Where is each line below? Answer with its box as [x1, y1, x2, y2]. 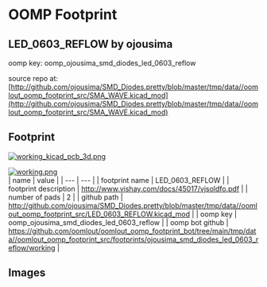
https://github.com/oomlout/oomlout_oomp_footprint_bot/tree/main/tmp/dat [8, 226, 257, 235]
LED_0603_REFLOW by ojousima [8, 37, 173, 51]
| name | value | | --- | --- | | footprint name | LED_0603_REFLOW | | [8, 175, 230, 184]
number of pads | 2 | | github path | [8, 192, 123, 202]
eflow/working [8, 242, 56, 252]
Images [8, 266, 46, 280]
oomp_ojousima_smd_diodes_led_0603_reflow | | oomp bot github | [8, 217, 229, 227]
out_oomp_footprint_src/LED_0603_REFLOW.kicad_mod [8, 209, 191, 219]
